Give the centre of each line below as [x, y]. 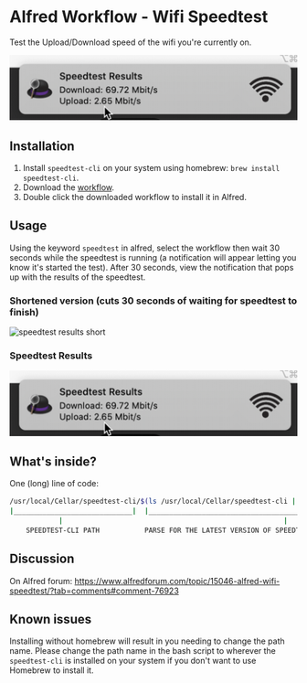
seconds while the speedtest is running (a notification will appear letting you [153, 257]
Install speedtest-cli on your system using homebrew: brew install [151, 167]
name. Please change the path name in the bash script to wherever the [143, 651]
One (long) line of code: [54, 484]
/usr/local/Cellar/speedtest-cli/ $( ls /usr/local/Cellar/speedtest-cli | [153, 502]
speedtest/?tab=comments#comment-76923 [95, 591]
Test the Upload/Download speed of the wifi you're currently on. [131, 42]
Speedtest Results [51, 356]
